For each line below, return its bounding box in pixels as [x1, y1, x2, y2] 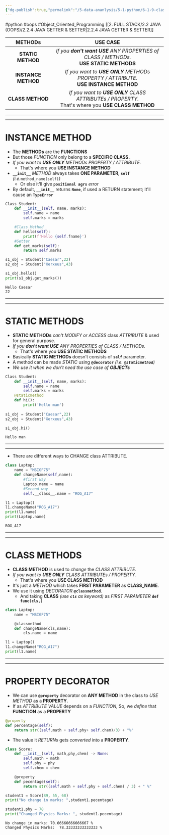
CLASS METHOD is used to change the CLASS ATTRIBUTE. [12, 566, 137, 572]
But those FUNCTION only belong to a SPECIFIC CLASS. [12, 154, 130, 160]
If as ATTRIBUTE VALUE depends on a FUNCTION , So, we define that [12, 703, 157, 709]
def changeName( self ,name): [14, 472, 73, 478]
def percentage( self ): [5, 723, 53, 728]
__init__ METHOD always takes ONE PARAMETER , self [12, 170, 130, 176]
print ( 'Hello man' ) [23, 402, 64, 407]
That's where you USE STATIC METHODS [20, 348, 107, 354]
